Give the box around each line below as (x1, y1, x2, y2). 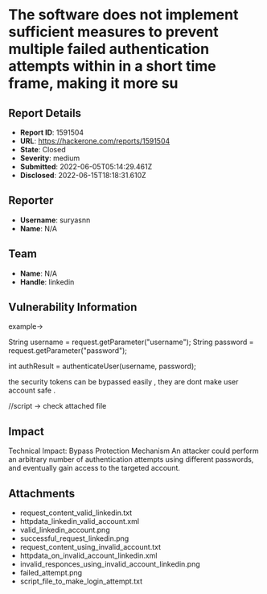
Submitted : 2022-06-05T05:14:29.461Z (19, 162, 153, 171)
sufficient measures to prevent (8, 23, 219, 41)
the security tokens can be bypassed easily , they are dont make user (8, 377, 239, 387)
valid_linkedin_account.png (19, 525, 110, 535)
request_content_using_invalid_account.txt (19, 542, 161, 552)
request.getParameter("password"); (8, 346, 127, 355)
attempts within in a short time (8, 57, 216, 76)
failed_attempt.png (19, 568, 83, 578)
